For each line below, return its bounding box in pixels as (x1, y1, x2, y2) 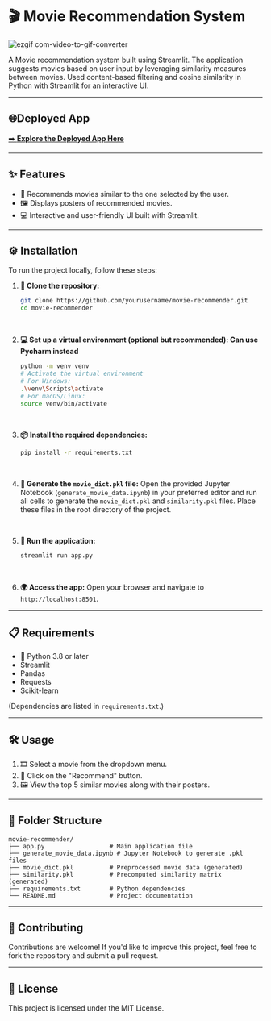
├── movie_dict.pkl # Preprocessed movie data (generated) (8, 863, 244, 872)
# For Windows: (19, 377, 72, 385)
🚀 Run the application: (19, 536, 96, 546)
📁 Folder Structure (8, 814, 102, 827)
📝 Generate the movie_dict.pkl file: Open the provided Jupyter (19, 479, 231, 489)
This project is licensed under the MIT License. (8, 1003, 165, 1013)
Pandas (19, 668, 46, 678)
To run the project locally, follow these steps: (8, 265, 157, 275)
